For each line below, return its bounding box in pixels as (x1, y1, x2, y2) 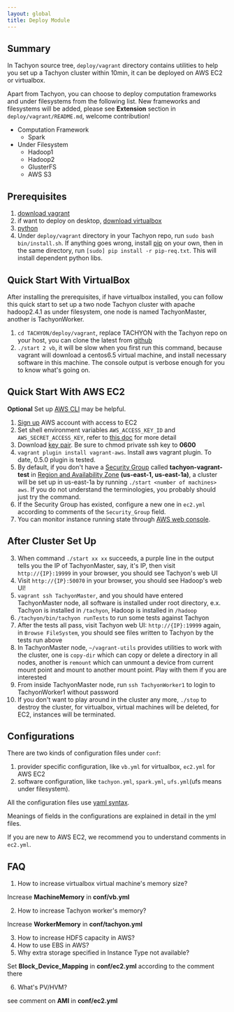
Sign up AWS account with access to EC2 (17, 418, 138, 427)
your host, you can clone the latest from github (17, 335, 152, 344)
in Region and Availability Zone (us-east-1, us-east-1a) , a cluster (31, 470, 218, 478)
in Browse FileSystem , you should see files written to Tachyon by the (17, 628, 214, 637)
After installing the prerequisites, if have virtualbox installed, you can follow (7, 292, 224, 301)
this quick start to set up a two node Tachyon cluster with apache (7, 300, 196, 308)
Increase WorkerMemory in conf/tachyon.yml (7, 920, 143, 929)
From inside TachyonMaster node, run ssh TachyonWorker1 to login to (17, 680, 215, 688)
